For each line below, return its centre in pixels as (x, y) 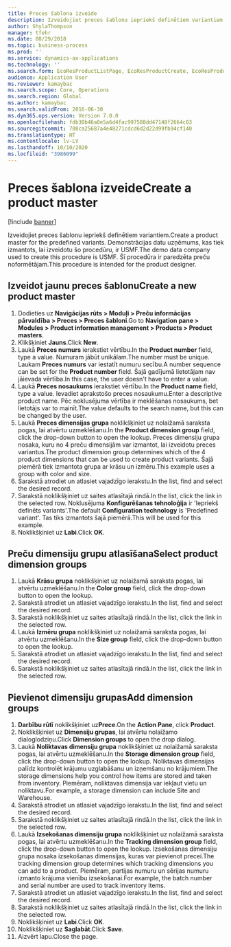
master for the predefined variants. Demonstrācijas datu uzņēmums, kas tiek (116, 242)
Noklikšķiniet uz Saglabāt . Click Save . (71, 929)
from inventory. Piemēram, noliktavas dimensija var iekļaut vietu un (112, 783)
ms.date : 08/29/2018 (37, 39)
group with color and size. (54, 473)
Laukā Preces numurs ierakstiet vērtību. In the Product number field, (115, 349)
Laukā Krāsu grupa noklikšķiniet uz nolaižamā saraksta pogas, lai (110, 581)
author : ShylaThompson (40, 26)
